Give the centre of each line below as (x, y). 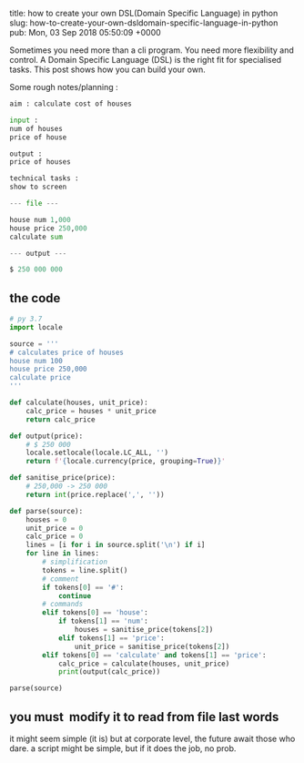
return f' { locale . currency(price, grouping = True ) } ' (126, 462)
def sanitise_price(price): (63, 478)
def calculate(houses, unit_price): (79, 403)
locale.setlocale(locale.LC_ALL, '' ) (97, 453)
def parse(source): (46, 511)
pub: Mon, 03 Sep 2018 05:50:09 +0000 (85, 32)
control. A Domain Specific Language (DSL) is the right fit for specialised (146, 60)
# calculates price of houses (67, 352)
